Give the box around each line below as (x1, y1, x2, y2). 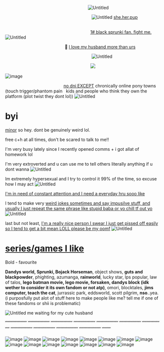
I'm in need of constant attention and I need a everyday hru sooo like (5, 190, 145, 196)
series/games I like (5, 243, 84, 254)
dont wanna (5, 166, 30, 172)
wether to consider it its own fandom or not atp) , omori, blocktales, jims (5, 284, 154, 290)
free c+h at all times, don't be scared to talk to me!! (5, 136, 109, 142)
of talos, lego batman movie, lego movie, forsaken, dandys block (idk (5, 279, 149, 285)
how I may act (5, 181, 34, 187)
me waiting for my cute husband (27, 309, 93, 316)
